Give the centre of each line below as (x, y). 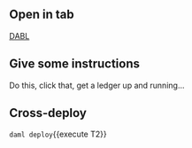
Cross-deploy (48, 113)
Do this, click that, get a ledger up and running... (97, 85)
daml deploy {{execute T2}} (58, 134)
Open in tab (42, 15)
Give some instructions (74, 64)
